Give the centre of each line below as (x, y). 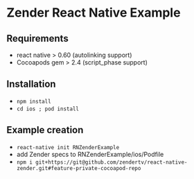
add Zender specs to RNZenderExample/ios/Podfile (90, 154)
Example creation (45, 130)
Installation (31, 84)
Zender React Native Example (94, 13)
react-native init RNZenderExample (68, 147)
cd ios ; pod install (47, 109)
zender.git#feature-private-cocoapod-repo (79, 168)
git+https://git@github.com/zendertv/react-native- (111, 162)
